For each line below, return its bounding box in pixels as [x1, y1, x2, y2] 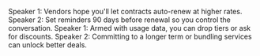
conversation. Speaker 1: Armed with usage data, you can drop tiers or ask [8, 24, 251, 32]
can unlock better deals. [8, 40, 87, 50]
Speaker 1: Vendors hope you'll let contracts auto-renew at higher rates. [8, 7, 243, 16]
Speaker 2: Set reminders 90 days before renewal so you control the [8, 15, 231, 24]
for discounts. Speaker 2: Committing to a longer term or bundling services [8, 32, 252, 41]
